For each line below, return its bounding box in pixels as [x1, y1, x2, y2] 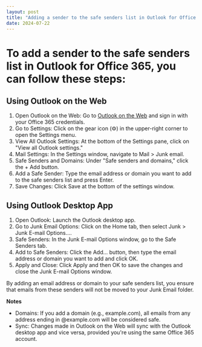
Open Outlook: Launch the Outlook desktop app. [15, 216, 136, 224]
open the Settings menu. [15, 131, 77, 139]
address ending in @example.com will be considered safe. [15, 316, 161, 323]
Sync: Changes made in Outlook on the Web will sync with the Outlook [15, 322, 191, 330]
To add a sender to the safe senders [6, 46, 191, 60]
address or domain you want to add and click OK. [15, 255, 138, 262]
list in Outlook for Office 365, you [6, 59, 177, 73]
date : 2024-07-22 [6, 20, 50, 26]
